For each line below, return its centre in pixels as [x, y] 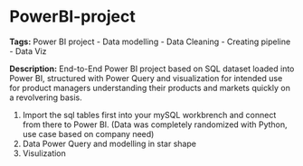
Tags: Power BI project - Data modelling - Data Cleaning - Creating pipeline [150, 41]
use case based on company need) [88, 134]
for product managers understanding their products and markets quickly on [150, 88]
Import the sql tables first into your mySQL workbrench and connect [149, 115]
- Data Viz [28, 51]
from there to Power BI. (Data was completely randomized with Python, [155, 124]
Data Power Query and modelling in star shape [109, 143]
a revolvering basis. [46, 97]
